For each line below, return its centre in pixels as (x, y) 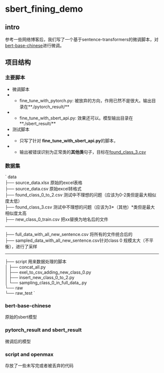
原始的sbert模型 (21, 317)
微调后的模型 (18, 341)
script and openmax (29, 354)
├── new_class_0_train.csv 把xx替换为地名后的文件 (57, 219)
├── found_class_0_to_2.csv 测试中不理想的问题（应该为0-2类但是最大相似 (81, 195)
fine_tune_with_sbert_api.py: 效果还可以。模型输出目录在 (76, 118)
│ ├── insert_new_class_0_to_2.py (40, 277)
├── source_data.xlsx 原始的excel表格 (44, 183)
